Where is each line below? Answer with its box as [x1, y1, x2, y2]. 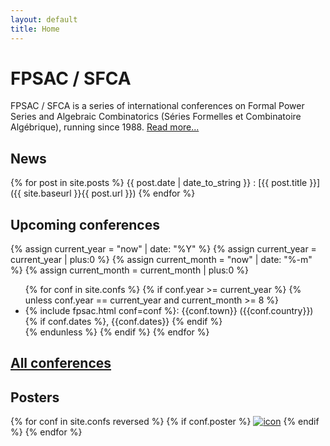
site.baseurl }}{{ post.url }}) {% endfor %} [23, 187, 196, 200]
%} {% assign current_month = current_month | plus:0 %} [10, 264, 249, 276]
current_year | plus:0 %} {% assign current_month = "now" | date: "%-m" [10, 254, 313, 266]
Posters [10, 389, 60, 406]
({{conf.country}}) [239, 305, 314, 317]
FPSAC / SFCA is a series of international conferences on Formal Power [10, 100, 305, 112]
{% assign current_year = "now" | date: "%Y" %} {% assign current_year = [10, 243, 317, 255]
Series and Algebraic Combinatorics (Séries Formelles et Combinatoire [10, 111, 302, 123]
